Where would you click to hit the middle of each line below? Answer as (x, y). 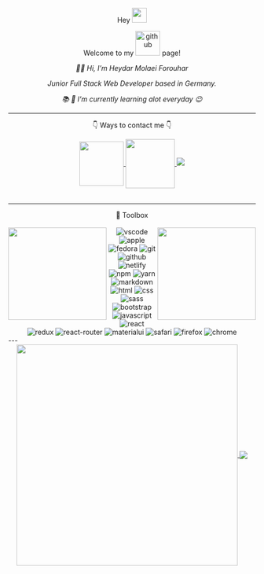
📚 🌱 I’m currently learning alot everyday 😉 (132, 99)
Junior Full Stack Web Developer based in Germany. (132, 83)
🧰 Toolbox (132, 215)
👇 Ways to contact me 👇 (132, 125)
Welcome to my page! (132, 53)
